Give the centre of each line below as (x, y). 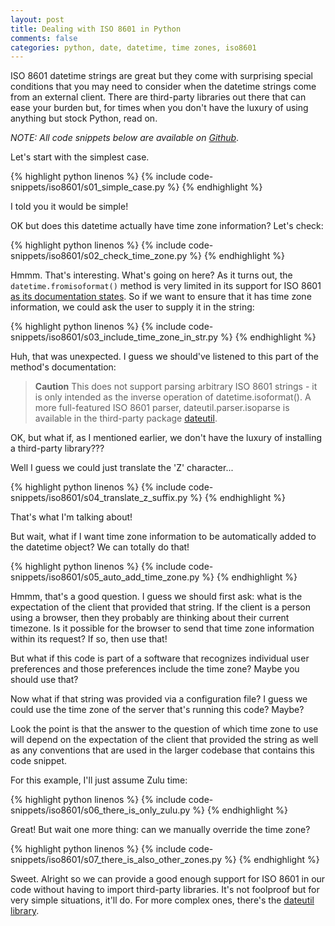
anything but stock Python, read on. (84, 118)
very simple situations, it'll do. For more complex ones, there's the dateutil (162, 900)
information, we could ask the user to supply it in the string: (132, 307)
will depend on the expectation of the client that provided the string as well (164, 740)
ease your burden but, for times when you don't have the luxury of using (159, 108)
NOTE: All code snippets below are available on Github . (125, 138)
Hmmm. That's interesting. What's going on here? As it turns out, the (151, 275)
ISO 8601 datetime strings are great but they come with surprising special (162, 76)
